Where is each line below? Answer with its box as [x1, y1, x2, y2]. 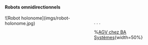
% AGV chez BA [94, 29, 127, 35]
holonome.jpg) [5, 20, 36, 26]
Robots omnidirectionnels [5, 4, 61, 10]
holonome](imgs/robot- [21, 15, 71, 21]
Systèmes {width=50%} [94, 34, 143, 40]
